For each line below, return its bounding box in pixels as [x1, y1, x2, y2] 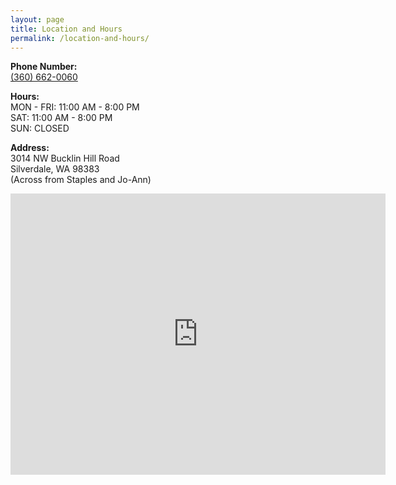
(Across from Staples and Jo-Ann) [10, 174, 152, 186]
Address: [10, 142, 50, 154]
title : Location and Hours [10, 24, 123, 34]
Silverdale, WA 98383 [10, 163, 100, 175]
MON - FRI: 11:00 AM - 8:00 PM [10, 101, 140, 113]
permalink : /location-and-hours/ [10, 33, 150, 43]
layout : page [10, 14, 65, 25]
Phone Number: [10, 61, 78, 73]
